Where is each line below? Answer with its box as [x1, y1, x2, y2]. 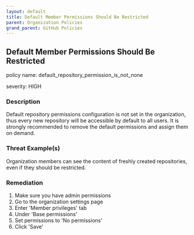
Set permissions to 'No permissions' [14, 217, 103, 224]
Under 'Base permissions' [14, 210, 78, 217]
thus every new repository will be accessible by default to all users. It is [6, 117, 179, 124]
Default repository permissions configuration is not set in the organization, [6, 111, 186, 118]
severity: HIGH [6, 83, 42, 90]
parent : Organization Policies [6, 19, 83, 25]
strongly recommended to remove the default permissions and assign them [6, 123, 189, 130]
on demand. [6, 130, 35, 137]
